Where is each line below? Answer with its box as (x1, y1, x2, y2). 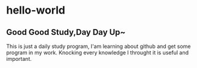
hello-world (6, 4, 66, 17)
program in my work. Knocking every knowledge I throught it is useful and (6, 49, 189, 56)
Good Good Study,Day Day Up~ (6, 27, 126, 37)
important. (6, 56, 32, 62)
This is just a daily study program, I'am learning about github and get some (6, 43, 191, 50)
